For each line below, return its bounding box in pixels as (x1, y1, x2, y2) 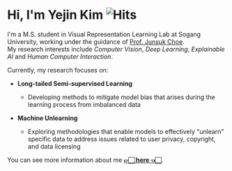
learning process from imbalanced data (27, 100, 141, 108)
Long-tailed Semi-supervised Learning (17, 79, 132, 87)
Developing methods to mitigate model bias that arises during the (27, 93, 215, 101)
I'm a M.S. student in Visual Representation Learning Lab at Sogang (7, 30, 201, 38)
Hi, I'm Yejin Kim (7, 7, 103, 23)
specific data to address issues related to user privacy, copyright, (27, 135, 216, 143)
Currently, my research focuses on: (7, 66, 109, 74)
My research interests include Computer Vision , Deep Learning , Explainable (7, 45, 225, 53)
